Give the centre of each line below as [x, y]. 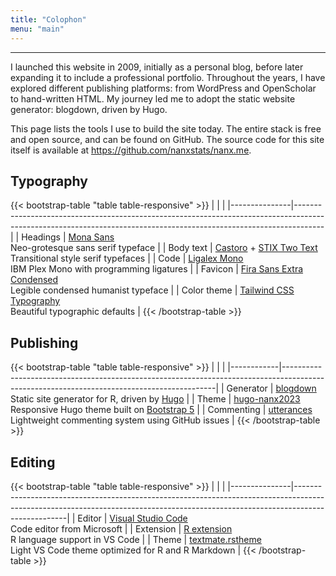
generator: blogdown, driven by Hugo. [89, 109]
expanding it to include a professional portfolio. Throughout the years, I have [168, 77]
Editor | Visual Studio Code [132, 518]
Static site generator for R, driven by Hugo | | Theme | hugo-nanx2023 [155, 399]
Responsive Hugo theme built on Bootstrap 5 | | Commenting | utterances [161, 410]
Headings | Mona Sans [68, 237]
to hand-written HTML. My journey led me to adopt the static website [153, 98]
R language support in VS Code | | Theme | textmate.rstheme [136, 539]
